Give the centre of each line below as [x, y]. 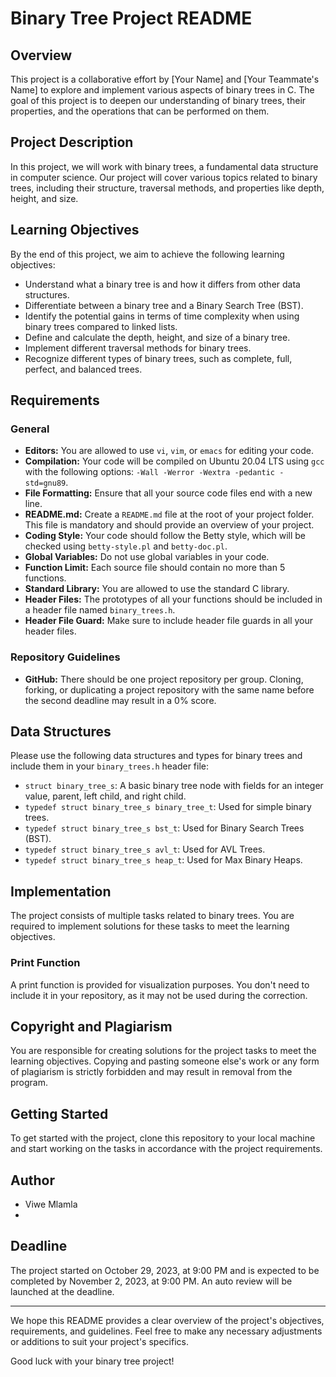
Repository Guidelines [65, 657]
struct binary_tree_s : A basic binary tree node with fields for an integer [174, 786]
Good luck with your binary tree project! [92, 1361]
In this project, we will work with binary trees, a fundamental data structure [164, 166]
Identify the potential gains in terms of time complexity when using [162, 316]
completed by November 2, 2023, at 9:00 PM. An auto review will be [151, 1281]
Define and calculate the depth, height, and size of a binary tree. [157, 337]
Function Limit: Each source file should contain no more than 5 [155, 568]
